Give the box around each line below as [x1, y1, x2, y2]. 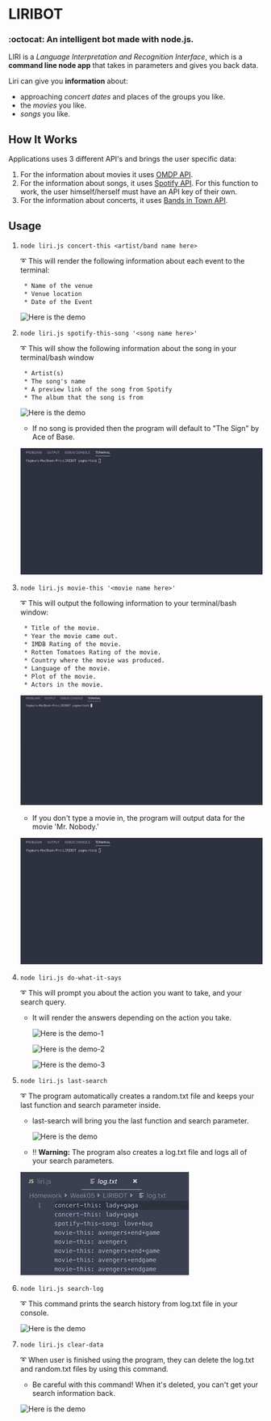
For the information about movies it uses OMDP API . [19, 170, 194, 180]
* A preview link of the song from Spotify [23, 386, 173, 394]
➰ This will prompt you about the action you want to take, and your [19, 988, 242, 997]
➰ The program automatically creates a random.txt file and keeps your [19, 1091, 254, 1101]
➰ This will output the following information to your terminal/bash [19, 598, 237, 607]
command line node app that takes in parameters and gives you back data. [8, 61, 259, 70]
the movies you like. [19, 100, 87, 110]
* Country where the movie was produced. [23, 656, 165, 664]
